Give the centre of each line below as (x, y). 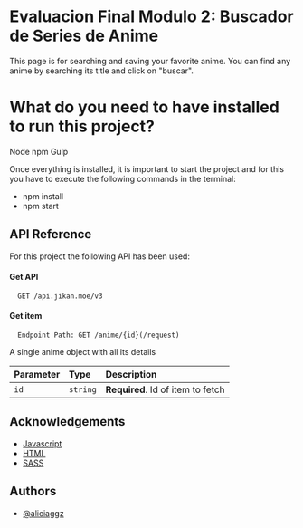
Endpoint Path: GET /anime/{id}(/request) (99, 336)
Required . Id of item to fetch (165, 389)
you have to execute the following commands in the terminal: (123, 178)
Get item (26, 316)
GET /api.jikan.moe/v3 (60, 296)
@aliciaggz (43, 513)
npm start (40, 206)
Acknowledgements (67, 422)
